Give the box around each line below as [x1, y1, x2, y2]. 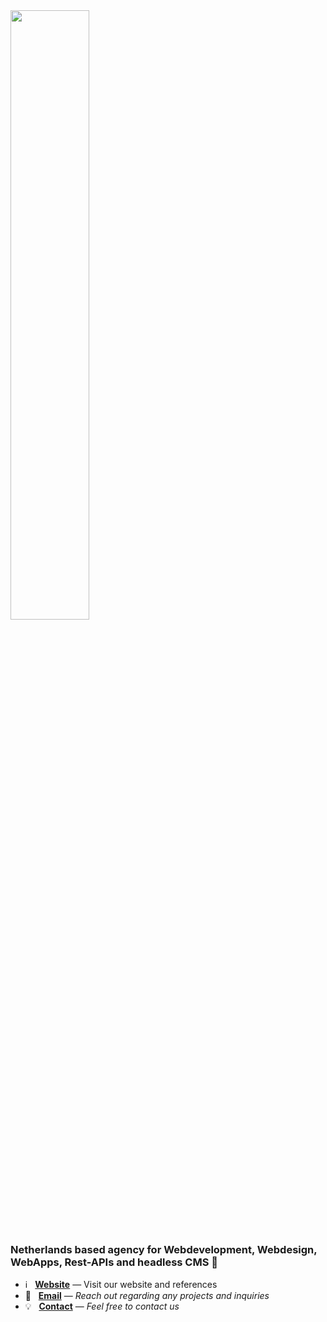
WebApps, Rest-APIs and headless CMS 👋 [10, 1255, 219, 1269]
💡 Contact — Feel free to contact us [24, 1300, 180, 1313]
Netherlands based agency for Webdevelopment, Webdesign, [10, 1242, 318, 1256]
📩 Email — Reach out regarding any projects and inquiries [24, 1290, 270, 1302]
